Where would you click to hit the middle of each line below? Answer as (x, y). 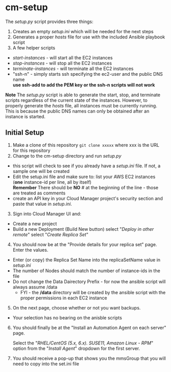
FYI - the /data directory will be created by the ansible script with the (93, 292)
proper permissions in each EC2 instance (64, 298)
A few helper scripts (34, 48)
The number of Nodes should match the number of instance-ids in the (87, 271)
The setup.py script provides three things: (49, 21)
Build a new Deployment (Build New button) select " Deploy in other (83, 229)
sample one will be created (41, 171)
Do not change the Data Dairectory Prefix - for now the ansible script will (89, 281)
